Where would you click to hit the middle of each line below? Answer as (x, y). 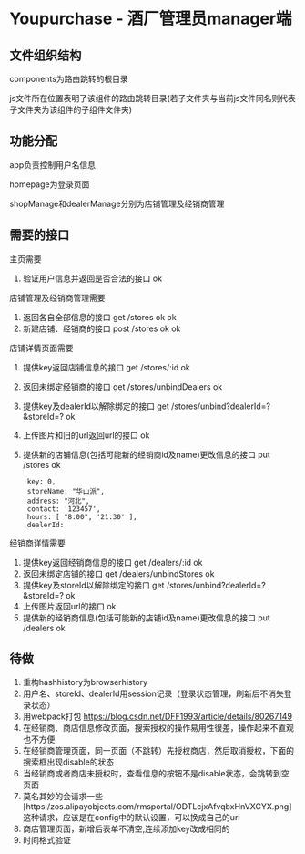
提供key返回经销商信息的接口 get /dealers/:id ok (112, 562)
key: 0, (41, 481)
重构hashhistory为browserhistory (85, 682)
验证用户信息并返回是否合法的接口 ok (92, 278)
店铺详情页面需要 (41, 348)
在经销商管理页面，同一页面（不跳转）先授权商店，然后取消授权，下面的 (158, 751)
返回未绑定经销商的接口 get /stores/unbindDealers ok (122, 386)
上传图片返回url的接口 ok (69, 606)
